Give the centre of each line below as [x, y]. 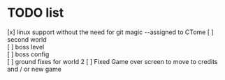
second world [27, 39]
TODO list [36, 13]
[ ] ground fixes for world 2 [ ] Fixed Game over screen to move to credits [112, 61]
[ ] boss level [26, 47]
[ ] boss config [28, 54]
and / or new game [34, 69]
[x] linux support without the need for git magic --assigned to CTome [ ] [111, 32]
